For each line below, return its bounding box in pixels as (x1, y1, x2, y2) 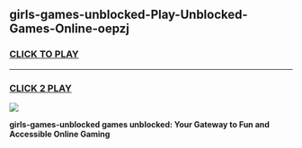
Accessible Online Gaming (9, 128, 111, 139)
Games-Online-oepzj (9, 22, 130, 37)
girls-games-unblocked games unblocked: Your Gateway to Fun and (9, 118, 270, 129)
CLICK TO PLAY (9, 48, 79, 61)
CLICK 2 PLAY (9, 82, 72, 94)
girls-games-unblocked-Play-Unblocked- (9, 7, 249, 22)
